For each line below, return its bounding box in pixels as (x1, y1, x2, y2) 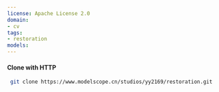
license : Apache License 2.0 (7, 10, 90, 17)
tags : (7, 29, 23, 36)
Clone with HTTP (7, 63, 57, 71)
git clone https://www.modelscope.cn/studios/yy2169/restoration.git (10, 78, 213, 86)
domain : (7, 16, 29, 23)
